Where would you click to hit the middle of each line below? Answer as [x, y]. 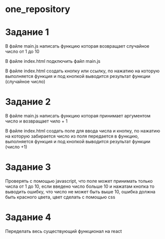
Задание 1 [27, 32]
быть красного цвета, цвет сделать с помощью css [60, 197]
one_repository [38, 9]
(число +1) [16, 147]
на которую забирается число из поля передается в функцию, [72, 136]
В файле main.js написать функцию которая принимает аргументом [78, 116]
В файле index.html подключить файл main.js [53, 61]
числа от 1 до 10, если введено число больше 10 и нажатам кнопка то [80, 186]
